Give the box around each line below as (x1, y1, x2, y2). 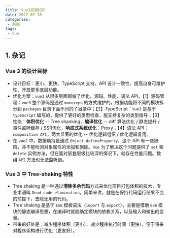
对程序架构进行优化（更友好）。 (12, 227, 78, 233)
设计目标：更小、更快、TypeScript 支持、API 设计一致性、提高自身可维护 (12, 80, 165, 86)
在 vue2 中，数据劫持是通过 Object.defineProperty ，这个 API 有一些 (12, 137, 154, 143)
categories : (5, 17, 30, 22)
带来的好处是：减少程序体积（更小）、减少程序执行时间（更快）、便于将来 (12, 221, 164, 227)
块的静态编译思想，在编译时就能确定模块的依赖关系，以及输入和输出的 (12, 208, 160, 214)
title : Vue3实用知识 (5, 7, 46, 13)
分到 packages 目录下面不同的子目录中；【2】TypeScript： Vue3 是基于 (12, 105, 156, 112)
